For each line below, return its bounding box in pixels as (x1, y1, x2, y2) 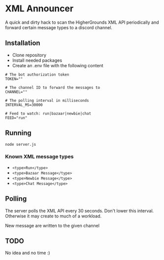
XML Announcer (5, 3, 74, 14)
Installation (5, 39, 40, 47)
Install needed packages (12, 57, 63, 63)
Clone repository (12, 52, 47, 58)
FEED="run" (5, 115, 28, 120)
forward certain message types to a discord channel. (5, 24, 112, 30)
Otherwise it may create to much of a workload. (5, 213, 102, 219)
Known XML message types (5, 153, 74, 160)
